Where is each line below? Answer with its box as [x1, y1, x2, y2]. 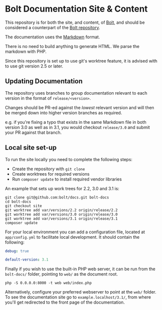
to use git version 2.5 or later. [5, 63, 63, 69]
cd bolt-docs [5, 199, 31, 204]
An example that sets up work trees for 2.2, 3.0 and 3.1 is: [5, 185, 119, 191]
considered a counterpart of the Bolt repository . [5, 24, 101, 30]
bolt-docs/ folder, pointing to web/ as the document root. [5, 271, 118, 277]
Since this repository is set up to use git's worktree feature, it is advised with [5, 58, 158, 64]
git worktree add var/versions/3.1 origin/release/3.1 [5, 216, 118, 221]
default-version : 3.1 [5, 257, 49, 262]
